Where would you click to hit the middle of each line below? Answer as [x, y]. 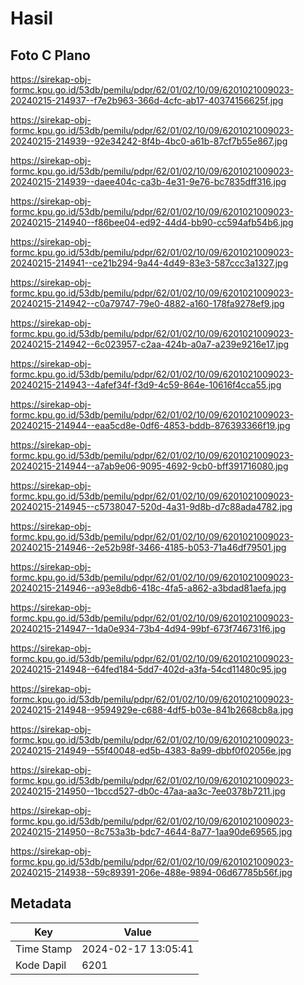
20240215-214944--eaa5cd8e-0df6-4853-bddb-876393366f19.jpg [150, 425]
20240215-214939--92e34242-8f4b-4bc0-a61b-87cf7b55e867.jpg [149, 141]
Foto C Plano [50, 55]
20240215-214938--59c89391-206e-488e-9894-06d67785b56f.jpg [151, 872]
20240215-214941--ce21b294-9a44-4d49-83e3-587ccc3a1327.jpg [149, 263]
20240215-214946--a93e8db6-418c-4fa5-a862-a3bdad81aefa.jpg [148, 588]
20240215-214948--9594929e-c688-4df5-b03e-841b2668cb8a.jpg [152, 710]
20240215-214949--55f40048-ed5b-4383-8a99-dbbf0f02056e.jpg [151, 750]
